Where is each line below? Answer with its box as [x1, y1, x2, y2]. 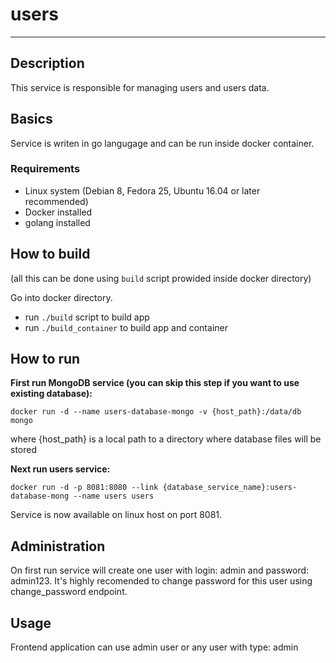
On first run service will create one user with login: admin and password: [10, 564, 310, 577]
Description [10, 55, 85, 72]
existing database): [10, 388, 93, 400]
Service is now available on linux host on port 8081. [10, 509, 223, 521]
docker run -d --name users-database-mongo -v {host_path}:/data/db [10, 407, 302, 417]
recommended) [24, 195, 89, 207]
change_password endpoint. [10, 586, 128, 598]
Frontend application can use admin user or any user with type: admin [10, 641, 299, 653]
